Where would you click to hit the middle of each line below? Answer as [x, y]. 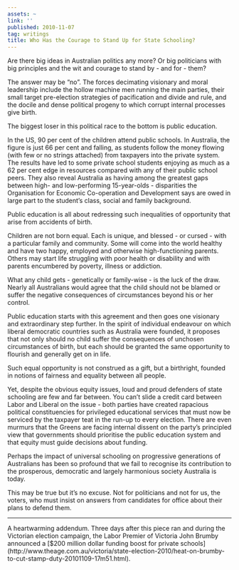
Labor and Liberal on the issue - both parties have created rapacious [108, 405]
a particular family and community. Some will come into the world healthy [115, 244]
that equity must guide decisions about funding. [78, 442]
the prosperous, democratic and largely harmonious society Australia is [112, 472]
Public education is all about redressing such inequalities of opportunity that [119, 214]
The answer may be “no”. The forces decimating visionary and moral [108, 82]
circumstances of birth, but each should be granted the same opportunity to [119, 347]
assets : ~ [22, 14]
